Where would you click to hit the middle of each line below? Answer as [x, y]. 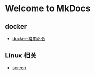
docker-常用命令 [28, 39]
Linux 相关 [21, 56]
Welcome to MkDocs [48, 9]
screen [19, 67]
